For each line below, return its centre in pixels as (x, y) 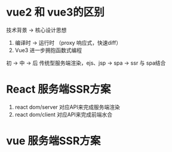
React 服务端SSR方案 (59, 89)
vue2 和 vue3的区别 (55, 12)
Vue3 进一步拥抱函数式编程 (48, 50)
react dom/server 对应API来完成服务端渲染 (67, 107)
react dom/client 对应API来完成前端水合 (63, 114)
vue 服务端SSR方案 (53, 141)
